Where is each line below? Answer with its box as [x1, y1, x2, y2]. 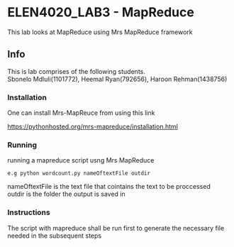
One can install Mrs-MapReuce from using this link [7, 109, 155, 117]
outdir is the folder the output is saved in [7, 190, 126, 199]
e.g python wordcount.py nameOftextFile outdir [7, 170, 151, 177]
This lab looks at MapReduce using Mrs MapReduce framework [7, 28, 193, 36]
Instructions [7, 207, 51, 217]
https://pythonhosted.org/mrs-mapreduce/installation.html [7, 122, 179, 131]
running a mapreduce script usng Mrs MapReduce [7, 156, 155, 165]
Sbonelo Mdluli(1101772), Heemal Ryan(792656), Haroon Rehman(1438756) [7, 75, 228, 83]
